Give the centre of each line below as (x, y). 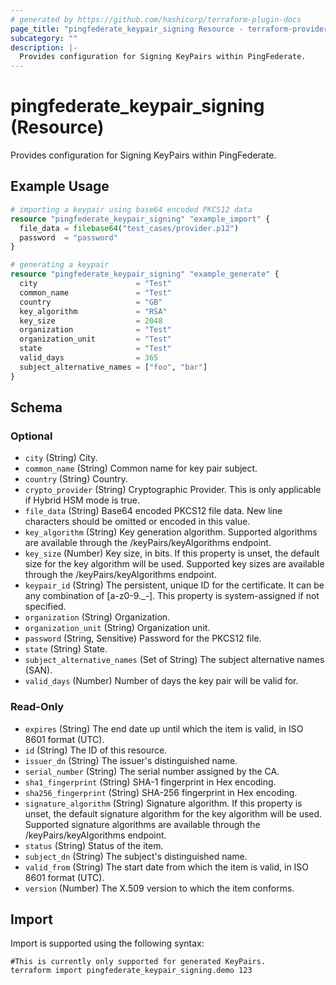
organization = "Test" (95, 330)
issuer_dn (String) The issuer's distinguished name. (131, 760)
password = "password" (68, 237)
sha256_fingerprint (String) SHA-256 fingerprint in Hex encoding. (161, 792)
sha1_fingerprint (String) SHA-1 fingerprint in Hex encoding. (150, 782)
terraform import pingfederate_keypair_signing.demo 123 (131, 971)
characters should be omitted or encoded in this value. (137, 522)
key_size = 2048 (91, 321)
